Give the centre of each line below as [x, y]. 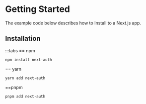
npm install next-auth [29, 60]
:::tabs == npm [20, 50]
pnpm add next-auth [25, 96]
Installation [23, 39]
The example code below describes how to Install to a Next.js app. [73, 23]
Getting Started [38, 9]
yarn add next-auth [25, 78]
